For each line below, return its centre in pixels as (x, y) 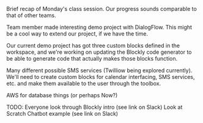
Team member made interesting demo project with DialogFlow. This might (99, 27)
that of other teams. (31, 15)
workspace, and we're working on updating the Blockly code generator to (99, 52)
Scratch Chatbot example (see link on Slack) (62, 114)
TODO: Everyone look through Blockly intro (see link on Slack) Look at (94, 107)
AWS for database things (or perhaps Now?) (62, 95)
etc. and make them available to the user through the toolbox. (84, 83)
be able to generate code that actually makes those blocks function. (92, 58)
